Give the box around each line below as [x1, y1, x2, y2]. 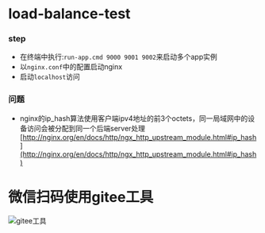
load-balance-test [8, 5, 131, 23]
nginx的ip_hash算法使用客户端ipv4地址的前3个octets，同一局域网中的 [19, 113, 248, 123]
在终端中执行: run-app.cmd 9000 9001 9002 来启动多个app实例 [19, 52, 217, 62]
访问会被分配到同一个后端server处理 [26, 123, 145, 133]
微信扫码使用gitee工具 [8, 188, 154, 206]
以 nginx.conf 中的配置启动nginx [19, 62, 123, 72]
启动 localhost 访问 [19, 72, 81, 82]
